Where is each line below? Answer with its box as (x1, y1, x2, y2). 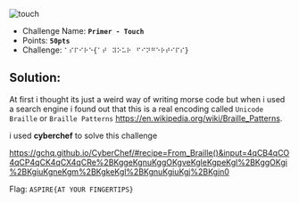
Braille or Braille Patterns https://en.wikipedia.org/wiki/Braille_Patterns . (9, 112, 283, 124)
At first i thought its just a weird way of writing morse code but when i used (9, 93, 286, 104)
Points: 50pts (21, 36, 71, 45)
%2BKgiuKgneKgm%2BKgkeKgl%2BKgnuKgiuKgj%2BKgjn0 (9, 166, 230, 177)
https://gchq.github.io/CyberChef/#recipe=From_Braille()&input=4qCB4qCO (9, 147, 290, 158)
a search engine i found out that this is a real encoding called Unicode (9, 103, 264, 114)
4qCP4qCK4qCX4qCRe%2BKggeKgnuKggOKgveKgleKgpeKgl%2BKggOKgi (9, 157, 288, 167)
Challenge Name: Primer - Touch (21, 26, 145, 36)
